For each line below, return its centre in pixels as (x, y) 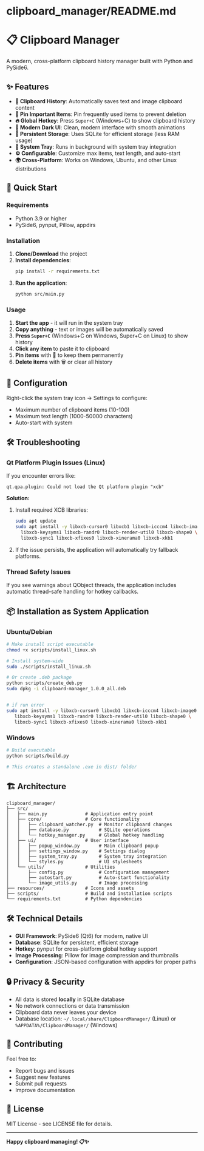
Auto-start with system (44, 423)
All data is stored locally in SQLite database (70, 999)
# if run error (25, 705)
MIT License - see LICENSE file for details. (59, 1124)
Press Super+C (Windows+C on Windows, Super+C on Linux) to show (101, 336)
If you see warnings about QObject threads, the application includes (91, 585)
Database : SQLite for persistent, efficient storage (76, 943)
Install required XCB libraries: (51, 510)
